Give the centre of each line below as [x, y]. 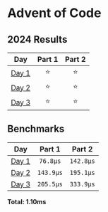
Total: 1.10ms [27, 201]
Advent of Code [54, 13]
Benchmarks [36, 129]
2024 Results [37, 39]
